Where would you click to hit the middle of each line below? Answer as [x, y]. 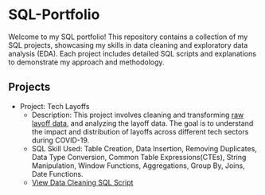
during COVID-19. [60, 140]
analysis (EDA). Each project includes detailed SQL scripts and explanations [132, 53]
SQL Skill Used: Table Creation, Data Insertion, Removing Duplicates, [144, 148]
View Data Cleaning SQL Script [82, 182]
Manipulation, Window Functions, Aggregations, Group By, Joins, [138, 166]
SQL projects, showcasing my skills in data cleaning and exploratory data [128, 45]
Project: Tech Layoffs [55, 106]
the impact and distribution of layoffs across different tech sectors [140, 131]
